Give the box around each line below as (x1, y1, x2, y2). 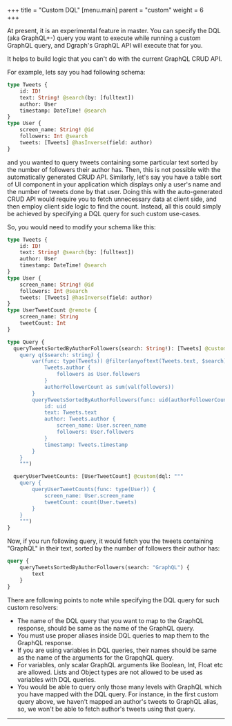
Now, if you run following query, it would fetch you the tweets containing (7, 537, 213, 545)
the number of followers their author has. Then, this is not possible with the (7, 165, 221, 173)
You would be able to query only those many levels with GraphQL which (17, 682, 222, 691)
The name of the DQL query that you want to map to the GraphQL (17, 616, 204, 624)
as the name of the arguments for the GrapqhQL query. (17, 653, 174, 662)
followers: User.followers (56, 428, 135, 435)
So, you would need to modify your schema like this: (7, 222, 157, 231)
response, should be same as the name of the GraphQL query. (17, 624, 195, 632)
